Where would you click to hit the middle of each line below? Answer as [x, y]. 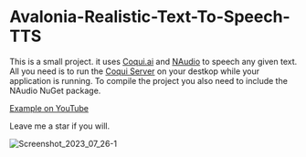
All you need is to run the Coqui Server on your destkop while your [135, 71]
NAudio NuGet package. [55, 90]
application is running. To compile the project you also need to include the [148, 80]
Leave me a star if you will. [60, 126]
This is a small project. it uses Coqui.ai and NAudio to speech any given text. [153, 61]
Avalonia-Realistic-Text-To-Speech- [150, 17]
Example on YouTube [49, 108]
